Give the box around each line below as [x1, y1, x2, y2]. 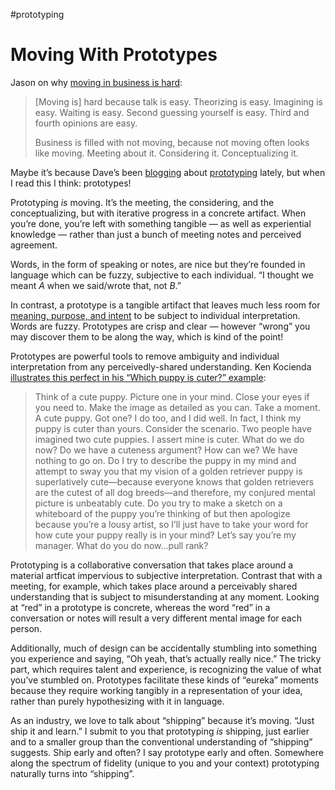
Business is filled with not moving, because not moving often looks [34, 136, 310, 148]
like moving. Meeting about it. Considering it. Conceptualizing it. [34, 147, 299, 159]
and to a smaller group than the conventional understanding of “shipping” [10, 735, 313, 748]
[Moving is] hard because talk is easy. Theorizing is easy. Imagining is [34, 95, 323, 108]
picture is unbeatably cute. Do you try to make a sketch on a [34, 497, 283, 509]
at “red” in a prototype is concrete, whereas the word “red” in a [10, 601, 271, 613]
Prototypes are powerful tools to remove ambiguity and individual [10, 350, 280, 362]
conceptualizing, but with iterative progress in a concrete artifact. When [10, 207, 307, 219]
